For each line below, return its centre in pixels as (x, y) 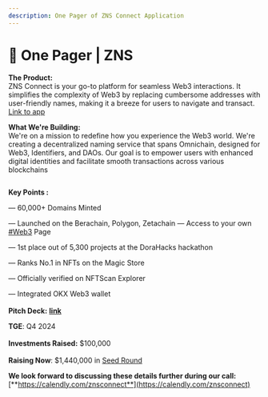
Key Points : (29, 192)
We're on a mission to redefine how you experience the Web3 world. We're (132, 135)
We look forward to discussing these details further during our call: (122, 375)
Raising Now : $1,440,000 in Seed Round (75, 360)
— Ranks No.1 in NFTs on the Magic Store (77, 263)
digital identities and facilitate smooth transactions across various (116, 161)
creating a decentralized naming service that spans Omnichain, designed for (134, 144)
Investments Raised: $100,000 (60, 343)
